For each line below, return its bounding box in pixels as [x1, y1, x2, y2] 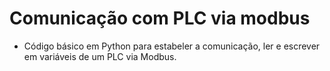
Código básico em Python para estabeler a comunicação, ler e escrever [23, 40, 321, 52]
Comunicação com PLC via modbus [9, 7, 311, 30]
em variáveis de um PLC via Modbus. [23, 50, 177, 62]
